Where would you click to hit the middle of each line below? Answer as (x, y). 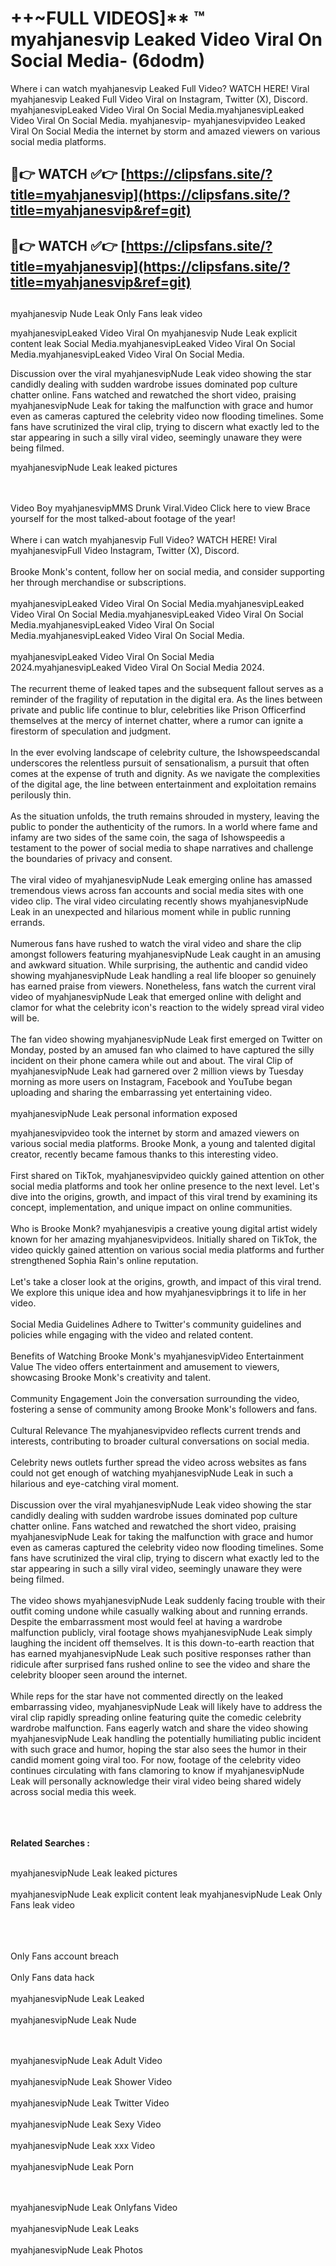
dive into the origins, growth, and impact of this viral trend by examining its (164, 1197)
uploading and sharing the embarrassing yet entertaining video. (141, 1093)
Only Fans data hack (52, 1978)
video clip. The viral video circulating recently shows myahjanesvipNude (159, 901)
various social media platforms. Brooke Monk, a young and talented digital (163, 1144)
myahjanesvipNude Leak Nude (73, 2020)
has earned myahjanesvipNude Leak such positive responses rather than (161, 1654)
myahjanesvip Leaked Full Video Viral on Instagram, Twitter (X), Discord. (159, 99)
